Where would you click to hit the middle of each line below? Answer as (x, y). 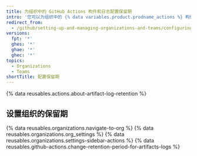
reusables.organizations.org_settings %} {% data (65, 134)
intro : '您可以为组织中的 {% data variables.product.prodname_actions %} (94, 17)
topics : (16, 60)
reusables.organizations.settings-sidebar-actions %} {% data (80, 140)
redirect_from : (25, 22)
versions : (18, 33)
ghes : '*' (23, 45)
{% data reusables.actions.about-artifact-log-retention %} (76, 94)
